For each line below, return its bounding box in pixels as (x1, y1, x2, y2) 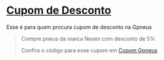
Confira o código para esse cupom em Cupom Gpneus (21, 46, 158, 54)
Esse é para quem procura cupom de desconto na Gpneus (6, 23, 153, 31)
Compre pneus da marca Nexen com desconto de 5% (21, 35, 156, 42)
